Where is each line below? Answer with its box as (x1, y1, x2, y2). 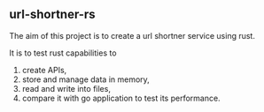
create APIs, (21, 64, 67, 75)
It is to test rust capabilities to (9, 48, 117, 58)
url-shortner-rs (9, 7, 96, 22)
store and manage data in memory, (21, 74, 151, 85)
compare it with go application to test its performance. (21, 93, 221, 103)
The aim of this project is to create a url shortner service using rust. (9, 30, 255, 41)
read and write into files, (21, 83, 111, 93)
